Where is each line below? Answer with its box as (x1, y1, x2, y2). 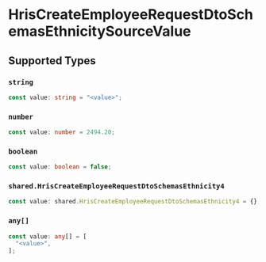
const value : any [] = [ (8, 232, 87, 241)
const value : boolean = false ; (8, 163, 112, 171)
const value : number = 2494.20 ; (8, 128, 115, 136)
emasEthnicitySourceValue (8, 22, 192, 40)
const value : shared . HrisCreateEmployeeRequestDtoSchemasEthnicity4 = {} (8, 198, 258, 206)
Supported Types (8, 54, 97, 67)
